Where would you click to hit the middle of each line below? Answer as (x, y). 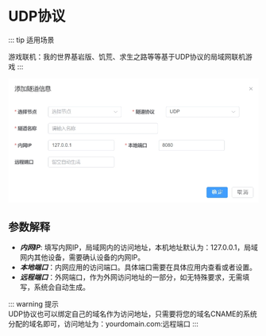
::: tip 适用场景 (31, 40)
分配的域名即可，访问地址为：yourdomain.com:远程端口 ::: (103, 324)
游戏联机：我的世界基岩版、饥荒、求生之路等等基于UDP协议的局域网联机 (127, 56)
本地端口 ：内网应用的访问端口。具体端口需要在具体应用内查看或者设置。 (138, 268)
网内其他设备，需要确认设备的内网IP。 (82, 257)
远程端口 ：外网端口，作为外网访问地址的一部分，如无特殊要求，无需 (131, 277)
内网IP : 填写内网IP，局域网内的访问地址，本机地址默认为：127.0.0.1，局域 (139, 248)
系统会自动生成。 (62, 288)
